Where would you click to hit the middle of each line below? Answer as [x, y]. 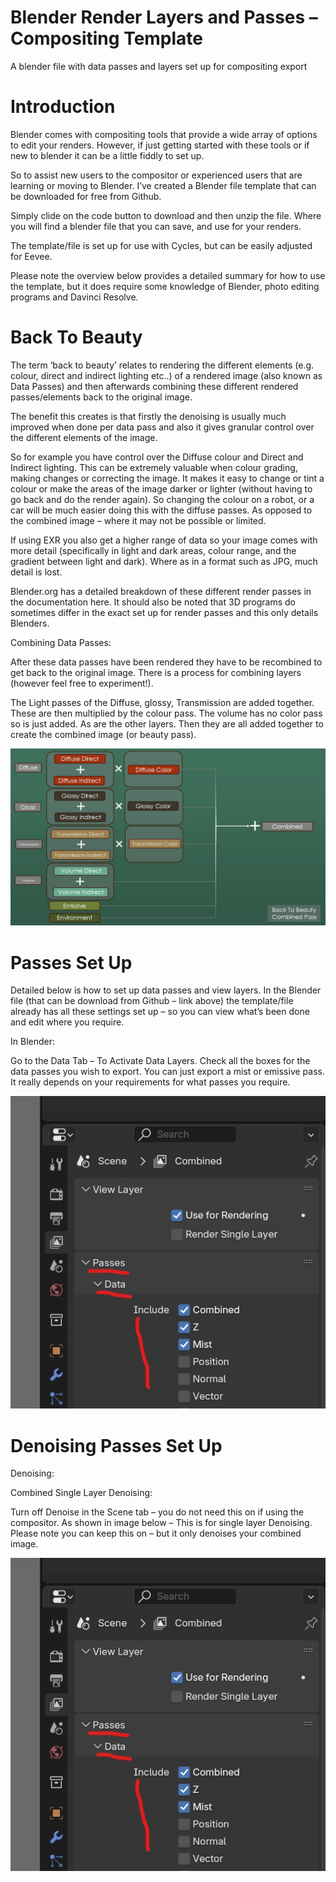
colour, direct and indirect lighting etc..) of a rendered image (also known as [166, 375]
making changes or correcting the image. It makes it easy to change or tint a [167, 478]
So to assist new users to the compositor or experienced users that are [156, 175]
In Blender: [32, 1042]
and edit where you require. [67, 1022]
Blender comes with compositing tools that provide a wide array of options [164, 134]
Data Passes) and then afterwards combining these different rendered [154, 386]
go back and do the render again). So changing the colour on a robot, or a [162, 499]
